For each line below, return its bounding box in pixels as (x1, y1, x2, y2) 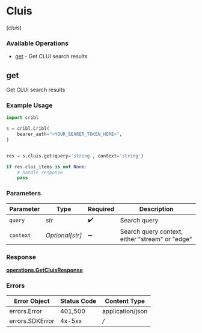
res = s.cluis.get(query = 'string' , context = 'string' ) (6, 153, 144, 159)
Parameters (6, 189, 41, 198)
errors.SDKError (9, 317, 55, 325)
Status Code (60, 297, 97, 305)
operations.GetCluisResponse (6, 266, 83, 273)
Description (139, 204, 174, 213)
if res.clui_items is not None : (6, 163, 87, 170)
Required (88, 204, 115, 213)
